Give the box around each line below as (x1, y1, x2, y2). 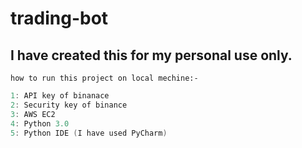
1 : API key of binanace (10, 91, 110, 101)
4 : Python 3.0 (10, 118, 70, 129)
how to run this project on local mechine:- (10, 73, 199, 83)
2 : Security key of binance (10, 100, 128, 110)
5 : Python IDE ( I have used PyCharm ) (10, 128, 168, 138)
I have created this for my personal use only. (10, 47, 293, 64)
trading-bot (10, 7, 109, 30)
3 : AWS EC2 (10, 109, 56, 119)
